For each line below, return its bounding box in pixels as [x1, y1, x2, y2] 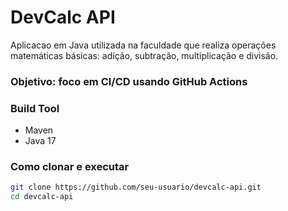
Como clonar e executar [10, 160, 130, 174]
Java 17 [24, 135, 57, 147]
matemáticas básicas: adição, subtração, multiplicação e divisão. [10, 49, 279, 61]
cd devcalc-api [10, 192, 74, 202]
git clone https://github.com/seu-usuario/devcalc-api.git [10, 182, 262, 193]
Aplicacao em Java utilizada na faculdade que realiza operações [10, 39, 277, 51]
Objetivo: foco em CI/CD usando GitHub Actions [10, 74, 248, 88]
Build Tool [10, 101, 60, 115]
